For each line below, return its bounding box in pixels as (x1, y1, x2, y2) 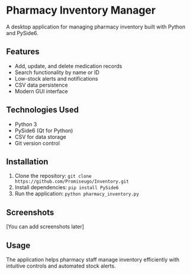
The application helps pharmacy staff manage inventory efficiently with (6, 256, 180, 263)
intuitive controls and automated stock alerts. (6, 262, 116, 269)
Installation (6, 157, 48, 167)
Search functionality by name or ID (14, 69, 99, 76)
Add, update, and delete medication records (14, 62, 122, 69)
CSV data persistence (14, 81, 68, 88)
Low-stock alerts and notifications (14, 75, 99, 82)
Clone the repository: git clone (14, 173, 92, 180)
